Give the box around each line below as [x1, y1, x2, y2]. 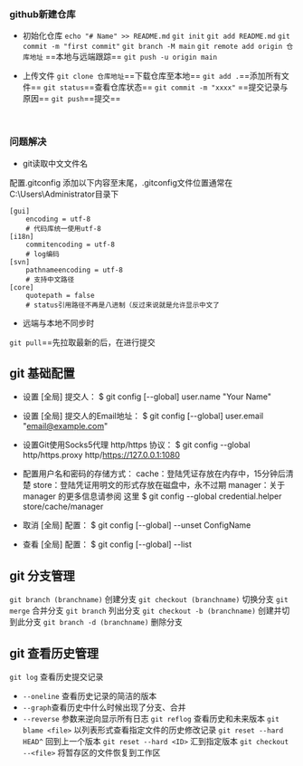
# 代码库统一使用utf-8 [25, 224, 101, 233]
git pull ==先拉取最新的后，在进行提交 [9, 337, 156, 348]
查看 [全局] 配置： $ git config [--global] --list [22, 539, 192, 550]
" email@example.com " [22, 421, 109, 432]
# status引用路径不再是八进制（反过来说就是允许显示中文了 [25, 301, 220, 310]
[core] [9, 282, 34, 292]
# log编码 [25, 249, 61, 259]
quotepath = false [25, 291, 95, 300]
